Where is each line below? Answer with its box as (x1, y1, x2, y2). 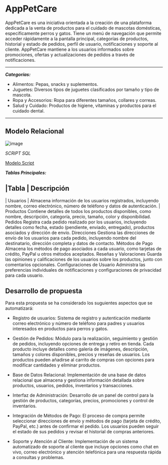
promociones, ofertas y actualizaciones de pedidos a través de (5, 51, 135, 58)
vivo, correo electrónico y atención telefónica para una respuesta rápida (12, 449, 161, 455)
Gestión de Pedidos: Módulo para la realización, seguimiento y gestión (12, 335, 158, 341)
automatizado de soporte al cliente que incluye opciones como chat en (12, 444, 159, 450)
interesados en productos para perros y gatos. (12, 326, 108, 332)
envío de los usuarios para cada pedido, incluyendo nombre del (5, 235, 136, 241)
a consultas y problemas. (12, 454, 64, 460)
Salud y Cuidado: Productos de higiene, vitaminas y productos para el (12, 102, 156, 108)
